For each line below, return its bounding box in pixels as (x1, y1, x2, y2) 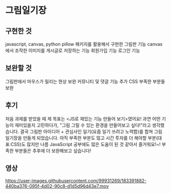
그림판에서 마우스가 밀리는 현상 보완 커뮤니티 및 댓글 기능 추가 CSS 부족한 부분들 (5, 78, 165, 84)
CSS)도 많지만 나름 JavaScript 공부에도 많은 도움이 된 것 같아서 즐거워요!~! (10, 141, 161, 147)
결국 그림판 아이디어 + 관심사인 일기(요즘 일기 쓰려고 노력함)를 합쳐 (20, 128, 153, 134)
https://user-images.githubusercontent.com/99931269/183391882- (5, 178, 147, 184)
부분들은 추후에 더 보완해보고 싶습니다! (14, 148, 91, 154)
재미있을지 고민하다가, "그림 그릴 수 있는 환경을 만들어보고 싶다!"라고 (14, 122, 151, 128)
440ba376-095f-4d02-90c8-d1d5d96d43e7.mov (5, 183, 109, 189)
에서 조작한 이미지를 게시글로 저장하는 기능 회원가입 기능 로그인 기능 (5, 47, 140, 54)
